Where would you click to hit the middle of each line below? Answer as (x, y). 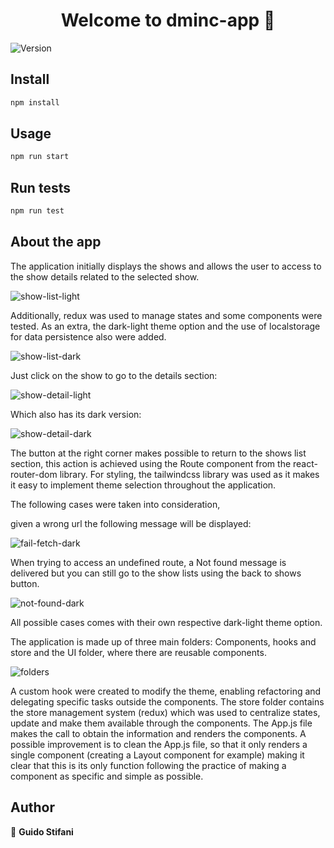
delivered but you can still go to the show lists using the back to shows (156, 573)
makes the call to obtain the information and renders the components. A (158, 733)
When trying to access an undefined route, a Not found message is (148, 562)
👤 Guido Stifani (42, 831)
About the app (56, 242)
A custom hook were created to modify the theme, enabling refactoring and (166, 691)
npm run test (37, 211)
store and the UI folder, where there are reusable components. (138, 652)
